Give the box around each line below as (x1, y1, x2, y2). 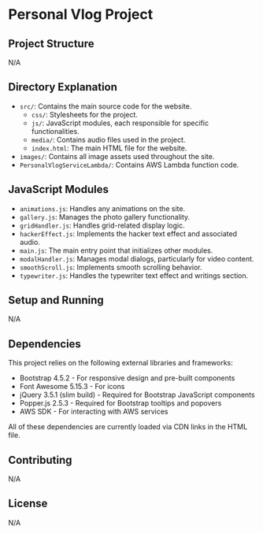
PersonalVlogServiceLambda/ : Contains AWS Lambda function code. (19, 160, 239, 169)
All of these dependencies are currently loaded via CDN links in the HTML (8, 422, 248, 432)
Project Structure (8, 37, 94, 50)
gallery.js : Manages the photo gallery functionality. (19, 212, 191, 221)
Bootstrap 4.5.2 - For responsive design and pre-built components (19, 373, 235, 383)
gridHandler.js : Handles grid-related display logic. (19, 221, 185, 230)
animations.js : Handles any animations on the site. (19, 203, 186, 213)
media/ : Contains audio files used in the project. (31, 135, 186, 144)
